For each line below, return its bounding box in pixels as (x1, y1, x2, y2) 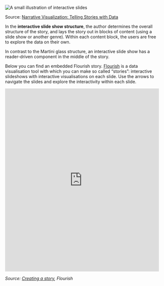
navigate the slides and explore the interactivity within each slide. (5, 79, 137, 84)
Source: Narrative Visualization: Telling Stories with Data (5, 14, 119, 20)
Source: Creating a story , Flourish (5, 276, 73, 281)
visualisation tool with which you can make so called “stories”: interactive (5, 68, 152, 74)
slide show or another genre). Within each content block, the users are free (5, 34, 156, 40)
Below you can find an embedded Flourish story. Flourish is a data (5, 63, 138, 69)
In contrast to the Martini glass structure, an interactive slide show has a (5, 49, 150, 54)
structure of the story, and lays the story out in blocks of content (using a (5, 29, 152, 34)
